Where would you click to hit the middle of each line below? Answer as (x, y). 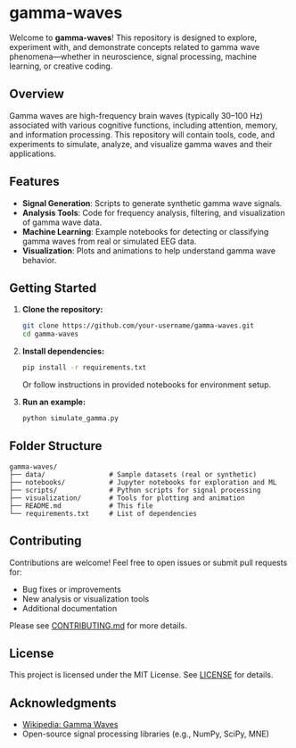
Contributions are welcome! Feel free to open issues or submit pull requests (148, 562)
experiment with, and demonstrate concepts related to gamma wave (135, 46)
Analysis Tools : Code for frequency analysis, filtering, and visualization (153, 212)
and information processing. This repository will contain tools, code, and (142, 134)
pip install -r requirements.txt (84, 368)
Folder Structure (56, 446)
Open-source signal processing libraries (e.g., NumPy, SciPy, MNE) (146, 734)
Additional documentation (70, 608)
